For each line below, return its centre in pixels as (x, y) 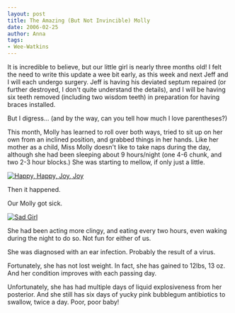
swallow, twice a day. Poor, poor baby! (63, 302)
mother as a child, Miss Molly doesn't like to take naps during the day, (109, 147)
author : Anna (27, 34)
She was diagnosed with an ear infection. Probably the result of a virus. (111, 252)
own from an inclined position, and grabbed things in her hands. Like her (113, 140)
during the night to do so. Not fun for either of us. (79, 238)
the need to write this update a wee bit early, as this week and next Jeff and (118, 74)
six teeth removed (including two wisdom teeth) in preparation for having (114, 97)
